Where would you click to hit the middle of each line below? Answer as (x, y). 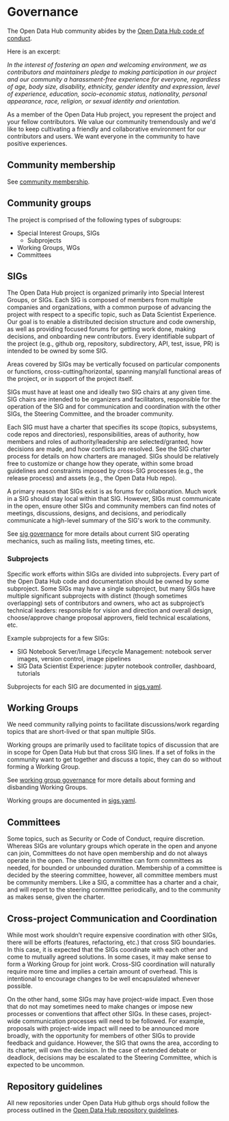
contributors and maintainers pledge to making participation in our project (112, 72)
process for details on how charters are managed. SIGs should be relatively (113, 456)
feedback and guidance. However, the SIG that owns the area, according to (113, 1043)
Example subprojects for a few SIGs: (58, 638)
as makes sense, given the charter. (56, 897)
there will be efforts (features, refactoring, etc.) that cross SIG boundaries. (112, 942)
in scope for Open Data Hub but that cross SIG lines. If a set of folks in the (111, 752)
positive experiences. (37, 143)
